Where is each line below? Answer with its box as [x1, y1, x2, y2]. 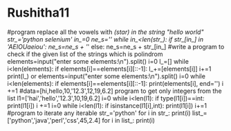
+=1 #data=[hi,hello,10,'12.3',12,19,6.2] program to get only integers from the [7, 87, 223, 95]
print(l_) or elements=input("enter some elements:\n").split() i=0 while [7, 71, 206, 80]
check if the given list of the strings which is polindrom [7, 50, 163, 58]
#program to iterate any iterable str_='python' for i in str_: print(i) [7, 109, 191, 117]
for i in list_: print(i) [102, 116, 156, 124]
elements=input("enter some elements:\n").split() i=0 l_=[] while [7, 57, 189, 65]
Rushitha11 [7, 5, 70, 21]
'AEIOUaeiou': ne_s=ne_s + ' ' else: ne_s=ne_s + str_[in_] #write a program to [7, 42, 225, 51]
